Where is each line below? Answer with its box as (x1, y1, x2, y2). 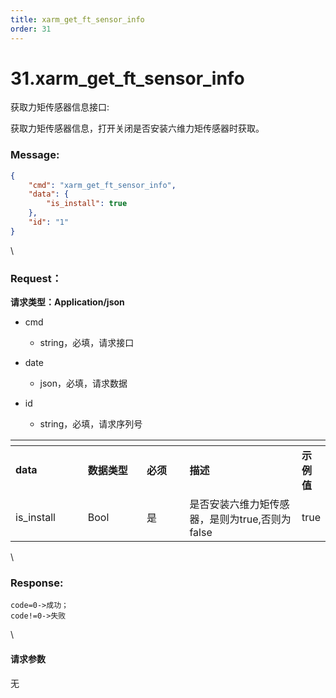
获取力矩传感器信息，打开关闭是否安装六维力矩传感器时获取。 (10, 122, 265, 135)
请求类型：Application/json (10, 296, 125, 308)
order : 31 (10, 24, 52, 34)
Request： (10, 271, 63, 285)
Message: (10, 148, 60, 162)
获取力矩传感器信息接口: (10, 101, 110, 113)
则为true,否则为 (219, 512, 292, 526)
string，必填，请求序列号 (39, 418, 143, 430)
